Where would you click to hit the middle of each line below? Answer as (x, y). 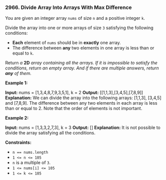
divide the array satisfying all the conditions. (50, 133)
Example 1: (17, 83)
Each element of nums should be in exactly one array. (67, 43)
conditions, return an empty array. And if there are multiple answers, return (82, 68)
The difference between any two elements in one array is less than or (83, 48)
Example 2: (17, 118)
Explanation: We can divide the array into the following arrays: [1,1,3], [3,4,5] (83, 98)
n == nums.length (30, 153)
